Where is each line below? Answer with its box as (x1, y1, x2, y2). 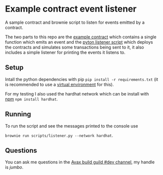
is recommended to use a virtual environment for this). (5, 81, 114, 87)
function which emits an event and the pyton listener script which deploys (5, 39, 153, 45)
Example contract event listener (5, 3, 137, 15)
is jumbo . (5, 164, 23, 170)
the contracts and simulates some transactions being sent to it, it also (5, 44, 145, 50)
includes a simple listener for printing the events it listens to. (5, 49, 126, 55)
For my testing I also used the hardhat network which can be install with (5, 91, 149, 96)
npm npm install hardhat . (5, 96, 58, 102)
